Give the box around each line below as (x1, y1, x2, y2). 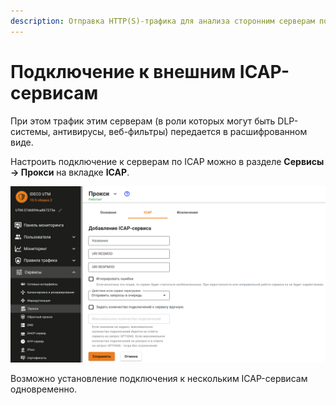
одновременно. (10, 383, 78, 395)
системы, (10, 125, 51, 137)
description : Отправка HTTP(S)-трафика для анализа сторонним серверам (10, 16, 315, 26)
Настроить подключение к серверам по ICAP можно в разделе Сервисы (10, 155, 325, 167)
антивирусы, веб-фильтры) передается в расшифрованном (52, 125, 308, 137)
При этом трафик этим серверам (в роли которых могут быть (10, 115, 276, 127)
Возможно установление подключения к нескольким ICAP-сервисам (10, 373, 308, 385)
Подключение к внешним (10, 60, 237, 83)
